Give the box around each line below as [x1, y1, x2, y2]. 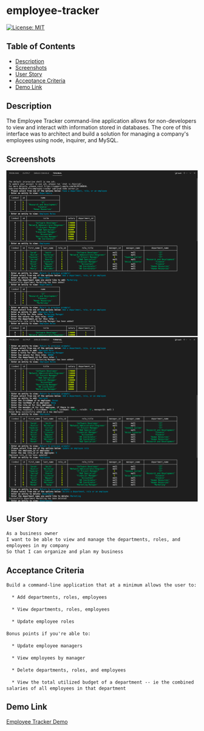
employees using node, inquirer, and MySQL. [6, 136, 119, 143]
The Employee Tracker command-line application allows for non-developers [6, 117, 197, 125]
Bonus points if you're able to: [6, 630, 91, 637]
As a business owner [6, 530, 59, 537]
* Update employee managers [12, 642, 83, 649]
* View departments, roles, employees [12, 606, 110, 613]
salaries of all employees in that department [6, 685, 126, 692]
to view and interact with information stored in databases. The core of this [6, 123, 191, 131]
